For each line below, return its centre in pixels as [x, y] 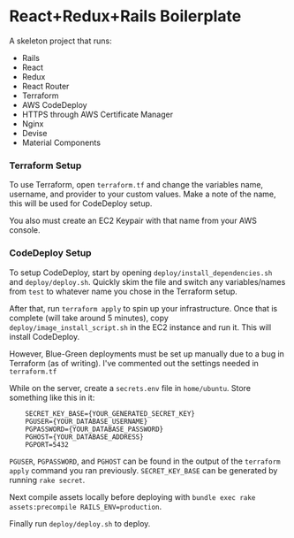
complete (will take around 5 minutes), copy [89, 318]
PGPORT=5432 [47, 444]
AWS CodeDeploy [54, 104]
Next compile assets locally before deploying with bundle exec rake [132, 496]
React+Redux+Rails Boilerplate [125, 16]
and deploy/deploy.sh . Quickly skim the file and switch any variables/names [147, 281]
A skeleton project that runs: [60, 41]
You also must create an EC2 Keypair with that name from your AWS [133, 221]
